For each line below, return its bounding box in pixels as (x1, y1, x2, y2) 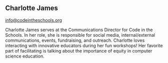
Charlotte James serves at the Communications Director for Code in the (5, 27, 153, 33)
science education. (5, 53, 44, 59)
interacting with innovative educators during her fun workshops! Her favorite (5, 42, 163, 49)
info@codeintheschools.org (5, 17, 62, 23)
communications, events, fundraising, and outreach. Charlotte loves (5, 37, 145, 43)
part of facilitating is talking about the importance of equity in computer (5, 48, 152, 54)
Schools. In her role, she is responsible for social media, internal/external (5, 32, 155, 38)
